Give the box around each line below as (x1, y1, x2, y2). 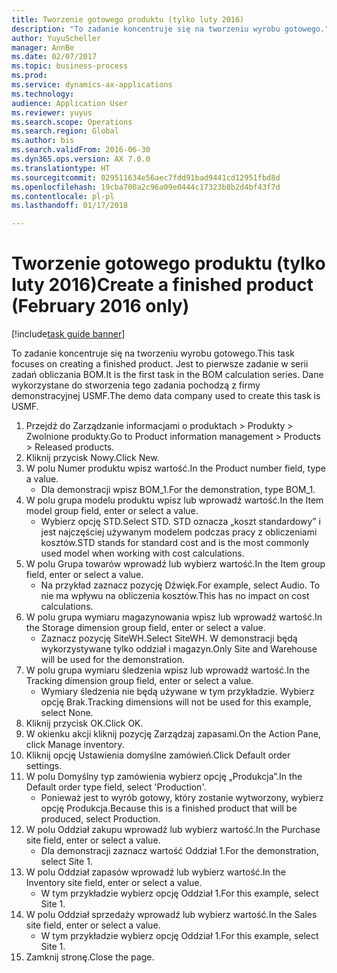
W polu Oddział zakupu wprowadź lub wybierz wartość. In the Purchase (25, 824, 321, 836)
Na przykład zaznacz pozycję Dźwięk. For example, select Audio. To (40, 579, 321, 591)
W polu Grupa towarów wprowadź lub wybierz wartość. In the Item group (25, 558, 326, 570)
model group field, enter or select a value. (25, 505, 199, 517)
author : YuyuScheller (11, 33, 102, 43)
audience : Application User (11, 98, 129, 108)
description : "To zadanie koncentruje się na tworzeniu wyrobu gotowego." (11, 24, 330, 34)
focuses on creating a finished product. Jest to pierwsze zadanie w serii (11, 358, 309, 370)
